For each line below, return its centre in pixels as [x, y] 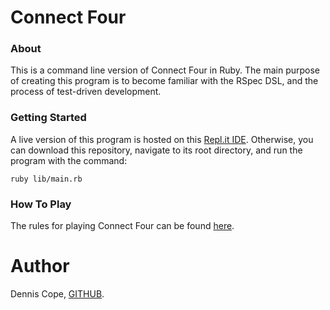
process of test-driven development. [86, 92]
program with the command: [69, 160]
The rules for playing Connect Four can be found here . [122, 226]
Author [40, 266]
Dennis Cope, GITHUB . [57, 294]
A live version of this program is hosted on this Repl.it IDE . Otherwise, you [162, 139]
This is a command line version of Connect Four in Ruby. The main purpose [165, 70]
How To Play [41, 204]
